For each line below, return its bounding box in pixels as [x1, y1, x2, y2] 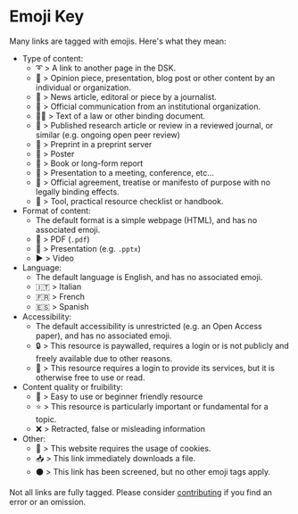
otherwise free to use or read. [35, 372, 145, 383]
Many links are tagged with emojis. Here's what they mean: [9, 36, 227, 46]
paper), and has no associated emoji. [35, 330, 172, 341]
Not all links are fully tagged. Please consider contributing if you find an [9, 486, 272, 497]
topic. [35, 413, 57, 425]
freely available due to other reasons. [35, 352, 173, 363]
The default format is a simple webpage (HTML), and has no [35, 214, 258, 225]
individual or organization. [35, 82, 131, 93]
